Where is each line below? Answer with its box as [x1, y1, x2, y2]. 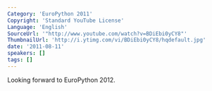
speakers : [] [7, 50, 46, 57]
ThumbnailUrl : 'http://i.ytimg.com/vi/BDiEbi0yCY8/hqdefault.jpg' [7, 37, 206, 44]
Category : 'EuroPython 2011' [7, 10, 93, 18]
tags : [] [7, 56, 33, 63]
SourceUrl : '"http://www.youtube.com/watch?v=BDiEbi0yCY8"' [7, 30, 188, 37]
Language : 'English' [7, 23, 68, 30]
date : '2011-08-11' [7, 43, 65, 50]
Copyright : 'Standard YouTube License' [7, 17, 125, 24]
